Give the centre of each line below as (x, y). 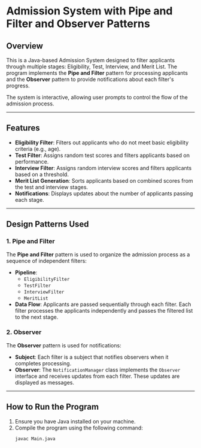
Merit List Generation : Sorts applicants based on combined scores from (104, 180)
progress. (18, 86)
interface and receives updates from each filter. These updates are (97, 376)
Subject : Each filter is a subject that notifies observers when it (92, 357)
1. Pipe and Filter (31, 241)
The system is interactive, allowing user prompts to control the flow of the (97, 97)
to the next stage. (36, 317)
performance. (32, 161)
